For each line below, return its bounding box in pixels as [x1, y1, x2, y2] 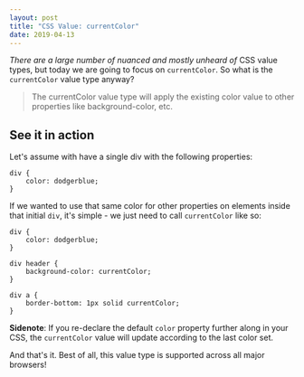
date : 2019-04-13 [9, 30, 75, 39]
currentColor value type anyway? [9, 74, 135, 85]
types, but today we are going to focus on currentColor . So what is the [9, 64, 273, 75]
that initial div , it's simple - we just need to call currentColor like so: [9, 210, 262, 221]
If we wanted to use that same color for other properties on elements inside [9, 201, 291, 212]
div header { [9, 259, 59, 269]
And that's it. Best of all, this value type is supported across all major [9, 350, 265, 361]
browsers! [9, 359, 47, 371]
